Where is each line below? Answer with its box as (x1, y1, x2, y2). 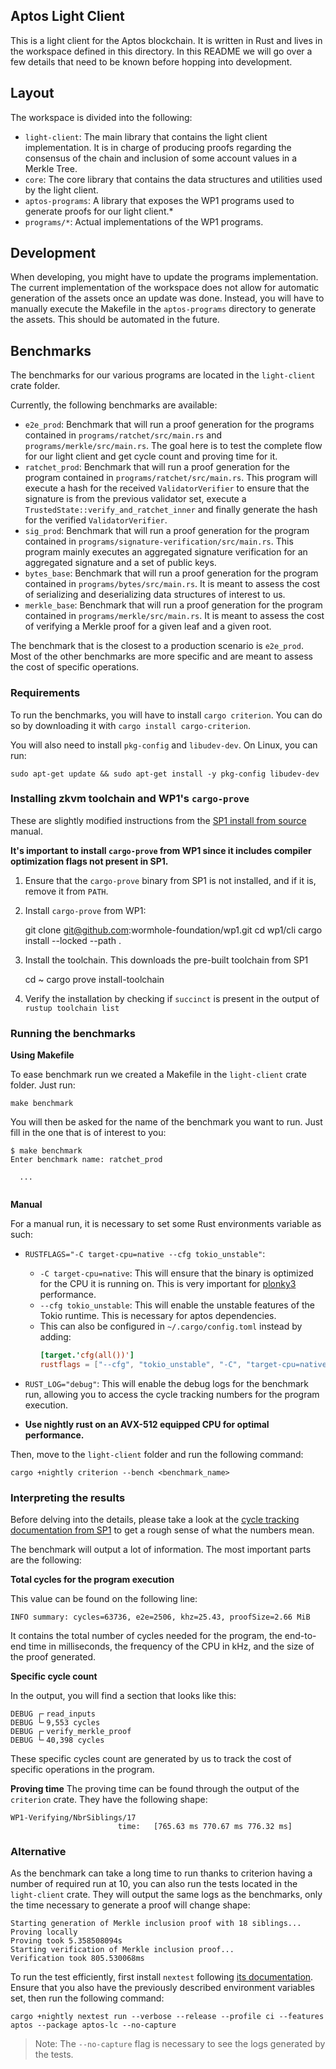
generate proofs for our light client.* (24, 205, 174, 217)
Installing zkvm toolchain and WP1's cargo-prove (10, 792, 250, 806)
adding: (39, 1331, 72, 1343)
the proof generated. (10, 1651, 97, 1663)
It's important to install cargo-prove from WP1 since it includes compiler (10, 844, 312, 856)
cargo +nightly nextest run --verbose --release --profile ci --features (10, 2012, 325, 2022)
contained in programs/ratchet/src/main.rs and (24, 429, 223, 441)
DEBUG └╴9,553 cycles (10, 1718, 101, 1728)
